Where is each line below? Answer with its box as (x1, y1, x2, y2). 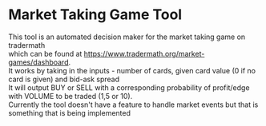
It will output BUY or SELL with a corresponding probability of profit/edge (8, 82, 250, 93)
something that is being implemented (8, 108, 131, 117)
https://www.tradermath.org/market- (83, 49, 205, 58)
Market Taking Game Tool (8, 6, 183, 24)
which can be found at (8, 49, 83, 58)
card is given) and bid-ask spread (8, 74, 120, 84)
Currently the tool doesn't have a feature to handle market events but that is (8, 100, 259, 109)
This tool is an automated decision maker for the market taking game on (8, 32, 246, 41)
